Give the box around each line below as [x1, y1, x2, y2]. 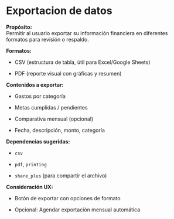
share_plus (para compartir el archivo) [14, 172, 107, 179]
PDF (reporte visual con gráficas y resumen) [14, 70, 122, 77]
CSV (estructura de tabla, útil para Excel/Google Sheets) [14, 59, 151, 66]
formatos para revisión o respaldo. [6, 36, 90, 43]
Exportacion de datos [6, 4, 112, 18]
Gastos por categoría [14, 93, 66, 100]
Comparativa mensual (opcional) [14, 115, 94, 122]
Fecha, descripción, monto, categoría [14, 126, 105, 134]
